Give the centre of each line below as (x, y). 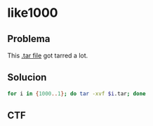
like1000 (33, 13)
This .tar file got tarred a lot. (48, 55)
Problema (29, 39)
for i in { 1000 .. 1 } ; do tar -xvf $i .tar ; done (76, 93)
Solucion (27, 77)
